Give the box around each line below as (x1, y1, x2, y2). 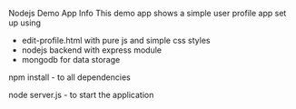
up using (8, 17, 42, 28)
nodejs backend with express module (21, 45, 163, 55)
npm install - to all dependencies (8, 72, 131, 83)
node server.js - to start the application (8, 90, 154, 100)
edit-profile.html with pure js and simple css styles (21, 35, 211, 45)
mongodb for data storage (21, 54, 121, 64)
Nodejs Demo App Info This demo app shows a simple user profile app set (8, 8, 287, 18)
